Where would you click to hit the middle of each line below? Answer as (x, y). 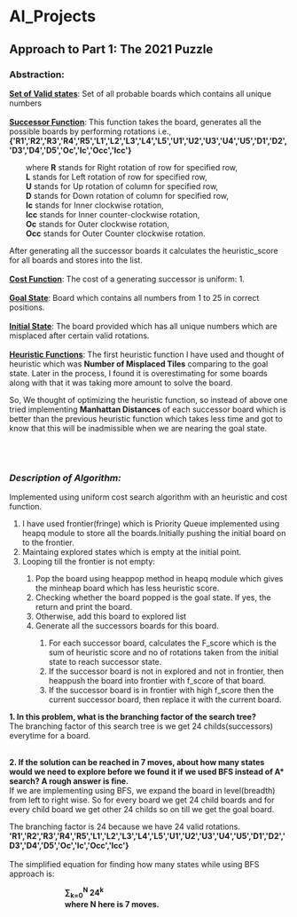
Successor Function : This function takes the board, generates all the (135, 122)
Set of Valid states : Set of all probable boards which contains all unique (141, 93)
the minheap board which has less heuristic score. (127, 589)
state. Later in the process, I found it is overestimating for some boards (138, 373)
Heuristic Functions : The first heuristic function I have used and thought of (147, 354)
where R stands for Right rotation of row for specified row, (132, 167)
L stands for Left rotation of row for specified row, (117, 177)
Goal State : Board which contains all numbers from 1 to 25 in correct (134, 297)
